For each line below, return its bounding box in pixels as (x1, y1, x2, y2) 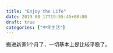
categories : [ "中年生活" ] (6, 24, 66, 31)
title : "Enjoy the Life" (6, 8, 66, 14)
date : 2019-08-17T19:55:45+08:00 (6, 14, 87, 20)
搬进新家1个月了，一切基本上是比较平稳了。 (6, 41, 111, 48)
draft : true (6, 19, 35, 25)
